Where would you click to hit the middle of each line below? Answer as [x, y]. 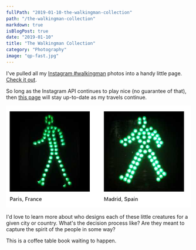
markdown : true [25, 25]
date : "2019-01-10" [30, 37]
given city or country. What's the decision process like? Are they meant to [95, 223]
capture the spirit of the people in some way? [61, 229]
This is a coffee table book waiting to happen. [61, 241]
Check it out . [21, 79]
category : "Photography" [36, 50]
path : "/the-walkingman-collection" [51, 19]
